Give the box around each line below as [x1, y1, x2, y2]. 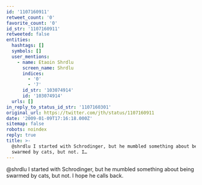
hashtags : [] [11, 43, 44, 49]
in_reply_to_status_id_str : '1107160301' [6, 104, 112, 110]
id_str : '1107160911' [6, 25, 61, 32]
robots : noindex [6, 127, 47, 133]
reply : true [6, 132, 36, 139]
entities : [6, 37, 31, 43]
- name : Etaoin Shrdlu [17, 59, 74, 65]
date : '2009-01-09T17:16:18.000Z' [6, 115, 93, 121]
